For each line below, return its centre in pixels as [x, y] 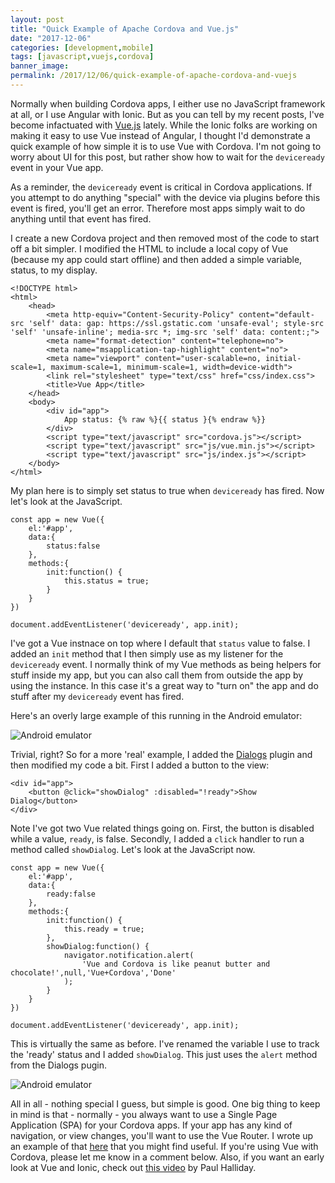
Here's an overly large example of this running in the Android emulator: [156, 715]
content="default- [276, 314]
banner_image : [40, 66]
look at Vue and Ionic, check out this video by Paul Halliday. [133, 1167]
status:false [73, 546]
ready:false [71, 894]
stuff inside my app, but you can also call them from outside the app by [157, 675]
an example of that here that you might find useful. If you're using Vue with [164, 1146]
